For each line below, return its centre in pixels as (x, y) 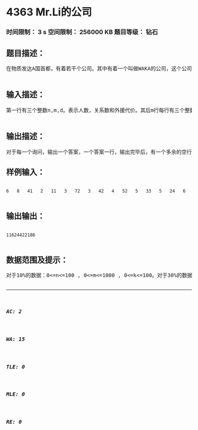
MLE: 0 (16, 394)
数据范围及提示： (37, 260)
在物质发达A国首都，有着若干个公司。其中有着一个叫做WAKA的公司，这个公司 (99, 68)
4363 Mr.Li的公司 (49, 12)
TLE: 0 (16, 367)
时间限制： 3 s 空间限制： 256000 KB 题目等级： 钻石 (82, 32)
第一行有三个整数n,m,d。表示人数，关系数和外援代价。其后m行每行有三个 (95, 110)
